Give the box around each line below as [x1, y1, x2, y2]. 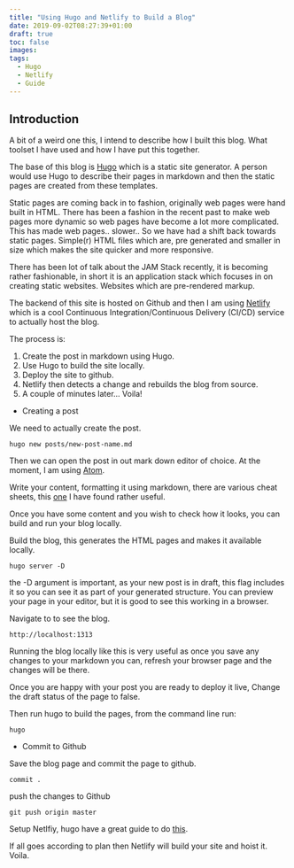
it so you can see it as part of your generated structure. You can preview [9, 586, 274, 598]
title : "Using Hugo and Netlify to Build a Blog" [9, 12, 197, 22]
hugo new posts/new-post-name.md [9, 440, 133, 449]
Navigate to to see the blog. [9, 613, 111, 624]
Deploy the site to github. [21, 369, 114, 381]
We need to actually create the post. [9, 422, 142, 434]
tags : [9, 54, 29, 63]
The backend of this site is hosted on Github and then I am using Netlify [9, 298, 271, 308]
